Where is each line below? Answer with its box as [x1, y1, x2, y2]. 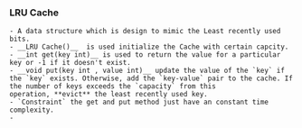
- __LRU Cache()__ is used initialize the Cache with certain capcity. [9, 42, 289, 51]
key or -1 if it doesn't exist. [9, 59, 131, 68]
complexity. [9, 105, 54, 114]
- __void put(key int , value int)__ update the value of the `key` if [9, 66, 285, 76]
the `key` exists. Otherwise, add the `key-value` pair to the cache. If [9, 74, 294, 83]
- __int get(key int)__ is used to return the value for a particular [9, 50, 281, 59]
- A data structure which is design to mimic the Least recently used [9, 27, 281, 36]
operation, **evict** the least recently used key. [9, 90, 208, 99]
